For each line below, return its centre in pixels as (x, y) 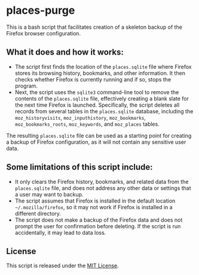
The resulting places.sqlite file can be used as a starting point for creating (99, 135)
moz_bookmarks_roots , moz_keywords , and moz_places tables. (87, 124)
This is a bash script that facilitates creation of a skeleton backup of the (94, 27)
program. (26, 86)
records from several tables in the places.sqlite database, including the (104, 111)
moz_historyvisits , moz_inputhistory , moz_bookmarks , (80, 117)
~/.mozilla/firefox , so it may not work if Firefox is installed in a (94, 207)
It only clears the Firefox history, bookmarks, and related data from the (102, 182)
